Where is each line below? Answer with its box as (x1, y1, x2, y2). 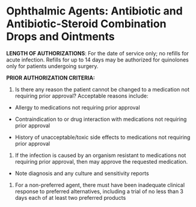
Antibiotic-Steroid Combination (6, 17, 167, 31)
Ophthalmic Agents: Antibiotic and (6, 4, 183, 18)
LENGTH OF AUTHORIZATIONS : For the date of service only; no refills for (6, 49, 189, 57)
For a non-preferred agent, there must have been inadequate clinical (14, 181, 185, 188)
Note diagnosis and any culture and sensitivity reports (14, 170, 149, 177)
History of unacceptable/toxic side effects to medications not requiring (14, 134, 191, 141)
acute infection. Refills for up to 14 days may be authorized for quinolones (6, 56, 189, 63)
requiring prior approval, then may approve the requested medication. (14, 158, 188, 165)
